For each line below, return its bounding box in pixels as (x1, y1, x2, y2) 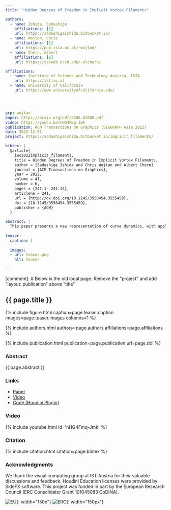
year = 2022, (14, 172, 42, 177)
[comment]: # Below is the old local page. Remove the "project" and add (5, 275, 157, 282)
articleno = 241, (14, 191, 51, 196)
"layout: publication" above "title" (5, 281, 75, 287)
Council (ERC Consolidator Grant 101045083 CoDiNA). (5, 489, 119, 495)
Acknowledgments (5, 461, 53, 468)
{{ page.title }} (5, 296, 52, 305)
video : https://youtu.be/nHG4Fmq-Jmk (5, 120, 85, 125)
